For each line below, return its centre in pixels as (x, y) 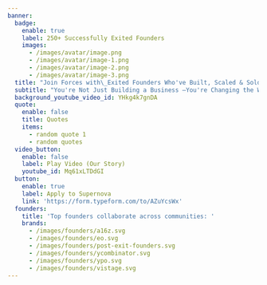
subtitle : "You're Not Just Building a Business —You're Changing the (134, 90)
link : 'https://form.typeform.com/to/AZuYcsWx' (102, 201)
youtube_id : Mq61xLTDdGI (63, 172)
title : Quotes (45, 120)
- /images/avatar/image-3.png (79, 75)
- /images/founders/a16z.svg (77, 231)
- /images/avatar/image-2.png (79, 68)
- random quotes (55, 142)
